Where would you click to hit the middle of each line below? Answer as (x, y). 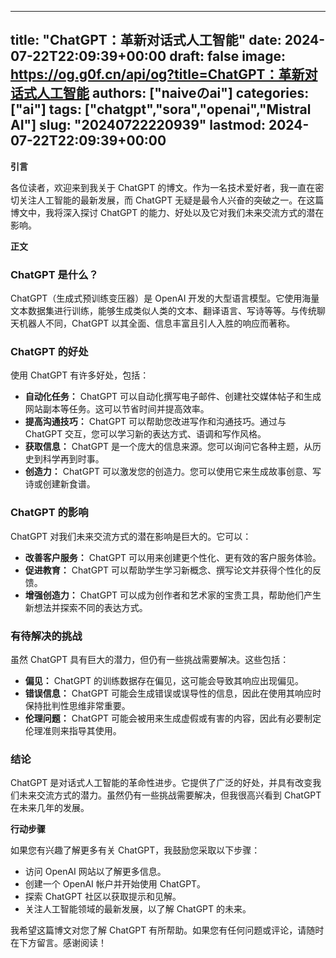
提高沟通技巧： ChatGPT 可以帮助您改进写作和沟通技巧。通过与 (155, 422)
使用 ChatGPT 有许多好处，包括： (80, 375)
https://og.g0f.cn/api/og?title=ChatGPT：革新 (157, 74)
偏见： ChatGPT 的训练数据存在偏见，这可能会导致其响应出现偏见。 (164, 680)
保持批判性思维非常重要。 (77, 705)
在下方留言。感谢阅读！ (58, 943)
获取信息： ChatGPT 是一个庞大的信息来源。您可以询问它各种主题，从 (168, 447)
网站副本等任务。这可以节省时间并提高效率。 (117, 409)
